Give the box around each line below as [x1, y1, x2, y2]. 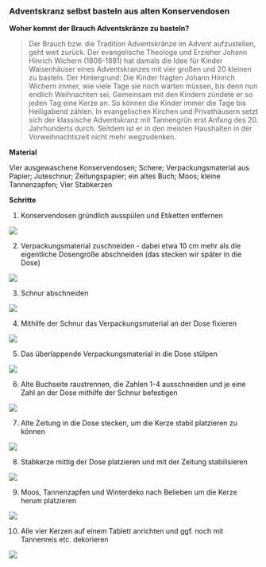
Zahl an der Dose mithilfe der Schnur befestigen [20, 388, 178, 397]
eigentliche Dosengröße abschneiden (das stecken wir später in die [20, 249, 242, 260]
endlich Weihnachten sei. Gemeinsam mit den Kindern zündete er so [28, 90, 253, 100]
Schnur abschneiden [20, 288, 89, 298]
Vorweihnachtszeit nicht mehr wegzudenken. [28, 132, 177, 142]
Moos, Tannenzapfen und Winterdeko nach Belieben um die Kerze [20, 487, 237, 497]
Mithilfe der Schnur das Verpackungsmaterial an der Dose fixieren [20, 319, 237, 328]
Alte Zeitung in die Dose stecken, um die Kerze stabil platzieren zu [20, 418, 237, 428]
